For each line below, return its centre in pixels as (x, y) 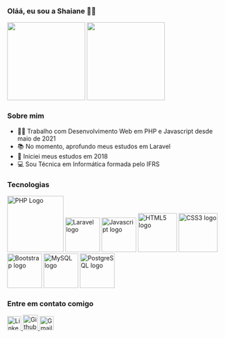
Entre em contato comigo (51, 303)
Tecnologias (28, 184)
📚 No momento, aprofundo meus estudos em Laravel (94, 146)
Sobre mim (26, 116)
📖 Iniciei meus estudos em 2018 (63, 156)
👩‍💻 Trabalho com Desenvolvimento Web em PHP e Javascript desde (115, 131)
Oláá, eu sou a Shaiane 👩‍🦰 (52, 11)
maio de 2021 (36, 139)
